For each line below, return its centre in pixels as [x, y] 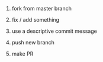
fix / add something [36, 20]
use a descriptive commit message [54, 31]
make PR [22, 54]
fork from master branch [42, 8]
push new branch [33, 42]
